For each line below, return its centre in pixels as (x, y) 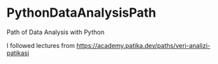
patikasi (18, 53)
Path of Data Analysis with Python (55, 32)
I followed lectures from (41, 45)
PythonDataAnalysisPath (82, 13)
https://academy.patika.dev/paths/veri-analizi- (143, 45)
